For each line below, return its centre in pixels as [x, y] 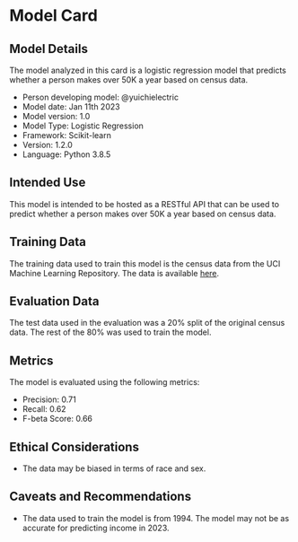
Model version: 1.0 [56, 116]
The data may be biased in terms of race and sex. [114, 468]
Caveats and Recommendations [100, 497]
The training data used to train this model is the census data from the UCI [145, 263]
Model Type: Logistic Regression [83, 126]
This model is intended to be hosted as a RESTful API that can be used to [145, 204]
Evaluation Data [54, 302]
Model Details [48, 49]
